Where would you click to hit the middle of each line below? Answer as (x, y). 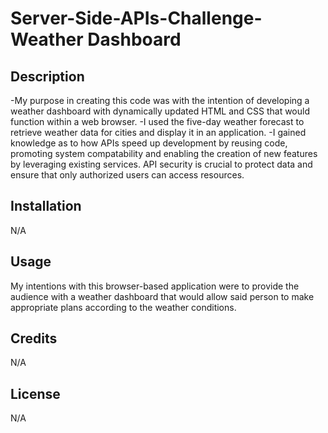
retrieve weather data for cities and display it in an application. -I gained (158, 132)
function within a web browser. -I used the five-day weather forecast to (157, 121)
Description (47, 76)
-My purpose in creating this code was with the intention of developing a (160, 100)
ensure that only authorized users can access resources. (127, 175)
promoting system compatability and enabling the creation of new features (164, 153)
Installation (46, 206)
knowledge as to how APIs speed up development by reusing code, (149, 143)
